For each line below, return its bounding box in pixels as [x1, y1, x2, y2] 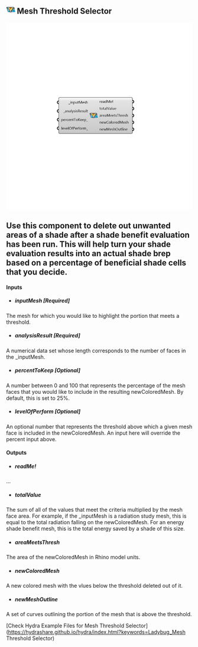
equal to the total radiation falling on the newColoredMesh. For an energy [6, 519, 184, 526]
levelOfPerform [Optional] [14, 408, 81, 415]
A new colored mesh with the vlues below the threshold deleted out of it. [6, 582, 183, 589]
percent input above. [6, 435, 57, 442]
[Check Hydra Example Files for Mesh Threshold [6, 622, 125, 629]
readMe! [14, 463, 37, 470]
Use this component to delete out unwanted [6, 221, 171, 231]
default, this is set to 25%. [6, 394, 70, 401]
